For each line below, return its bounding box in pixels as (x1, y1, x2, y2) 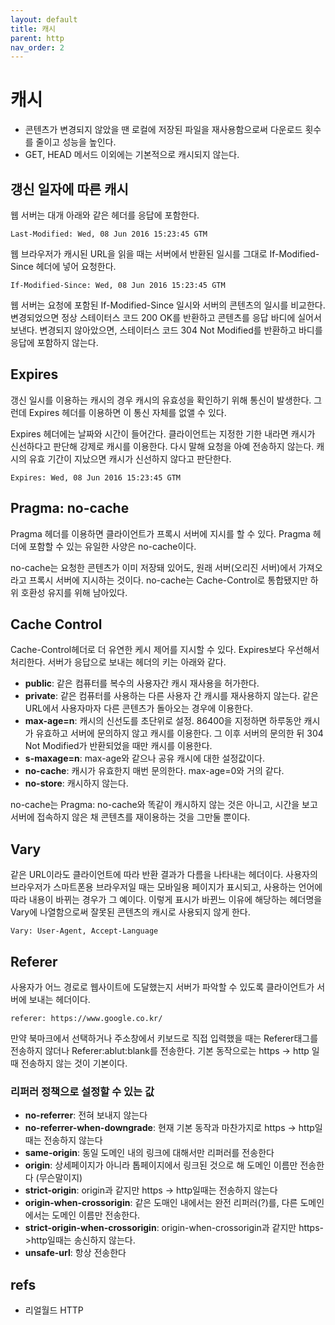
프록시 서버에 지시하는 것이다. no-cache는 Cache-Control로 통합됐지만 (28, 574, 308, 586)
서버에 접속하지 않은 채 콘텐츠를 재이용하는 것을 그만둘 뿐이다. (10, 811, 251, 823)
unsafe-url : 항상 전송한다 (24, 1247, 127, 1259)
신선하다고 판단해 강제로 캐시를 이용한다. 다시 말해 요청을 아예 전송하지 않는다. (10, 440, 315, 452)
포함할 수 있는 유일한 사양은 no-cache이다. (28, 540, 197, 552)
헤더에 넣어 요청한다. (35, 261, 117, 272)
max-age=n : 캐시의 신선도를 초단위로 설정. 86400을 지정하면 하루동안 (24, 715, 302, 727)
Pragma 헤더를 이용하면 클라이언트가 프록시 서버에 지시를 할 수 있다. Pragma (10, 527, 311, 540)
